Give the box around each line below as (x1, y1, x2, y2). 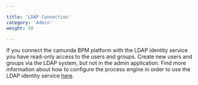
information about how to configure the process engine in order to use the (6, 66, 191, 73)
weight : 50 (6, 25, 34, 31)
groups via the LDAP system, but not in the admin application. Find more (6, 59, 186, 66)
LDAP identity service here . (6, 72, 74, 80)
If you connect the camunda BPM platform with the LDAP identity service (6, 47, 188, 54)
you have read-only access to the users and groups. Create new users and (6, 53, 193, 60)
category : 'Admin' (6, 19, 53, 26)
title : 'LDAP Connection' (6, 14, 71, 20)
